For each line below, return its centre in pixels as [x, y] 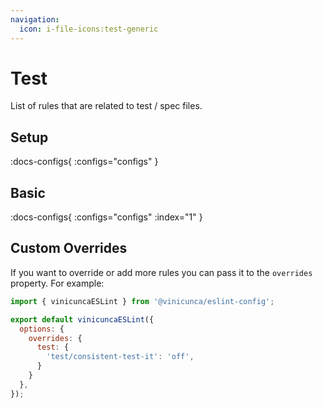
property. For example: [57, 283]
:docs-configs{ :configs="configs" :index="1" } [106, 217]
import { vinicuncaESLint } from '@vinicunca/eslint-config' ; [142, 301]
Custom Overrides [69, 248]
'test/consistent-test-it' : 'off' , [120, 357]
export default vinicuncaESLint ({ [82, 319]
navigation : [35, 19]
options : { [42, 329]
